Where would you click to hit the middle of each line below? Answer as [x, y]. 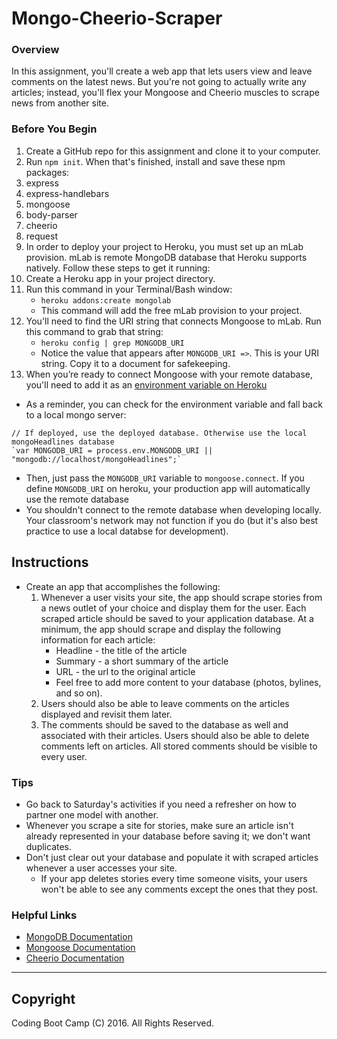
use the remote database [77, 499]
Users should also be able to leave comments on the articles [165, 703]
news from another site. [60, 103]
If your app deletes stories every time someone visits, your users [174, 878]
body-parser [51, 214]
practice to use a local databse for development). [127, 531]
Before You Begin [54, 129]
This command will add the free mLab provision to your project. [171, 310]
